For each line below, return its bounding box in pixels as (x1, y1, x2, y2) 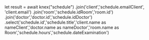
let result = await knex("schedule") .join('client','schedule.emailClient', (4, 4, 145, 10)
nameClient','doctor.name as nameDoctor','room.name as (4, 25, 119, 30)
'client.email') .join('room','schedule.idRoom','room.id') (4, 9, 113, 15)
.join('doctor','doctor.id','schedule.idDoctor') (4, 14, 93, 20)
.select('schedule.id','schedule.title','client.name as (4, 19, 107, 25)
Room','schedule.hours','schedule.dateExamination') (4, 30, 109, 35)
